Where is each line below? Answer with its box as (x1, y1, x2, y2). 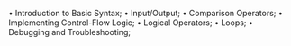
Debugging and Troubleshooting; (8, 27, 132, 37)
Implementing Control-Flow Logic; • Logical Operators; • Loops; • (8, 17, 254, 28)
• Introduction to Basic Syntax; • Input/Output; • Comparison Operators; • (8, 8, 283, 18)
